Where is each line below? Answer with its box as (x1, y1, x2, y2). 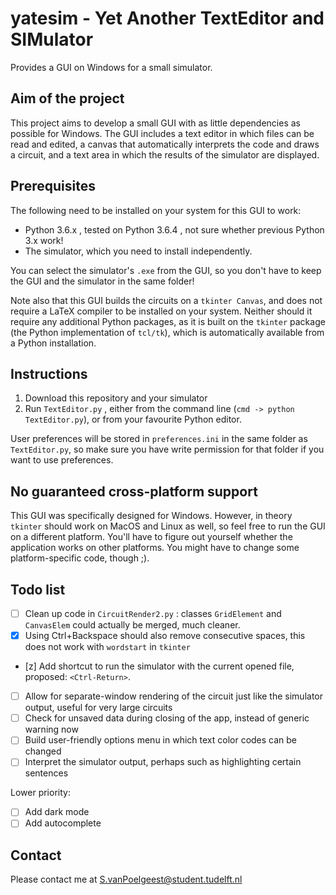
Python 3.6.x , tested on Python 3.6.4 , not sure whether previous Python (24, 223, 325, 236)
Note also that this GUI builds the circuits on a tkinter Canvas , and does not (10, 294, 323, 306)
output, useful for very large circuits (24, 702, 173, 714)
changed (24, 745, 62, 757)
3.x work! (24, 234, 64, 246)
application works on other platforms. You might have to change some (10, 542, 300, 554)
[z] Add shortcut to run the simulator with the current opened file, (24, 660, 295, 672)
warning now (24, 723, 79, 736)
